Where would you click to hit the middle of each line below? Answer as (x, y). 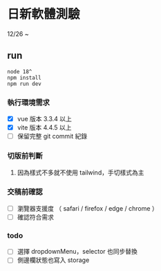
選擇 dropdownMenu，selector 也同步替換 (77, 252)
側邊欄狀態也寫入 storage (53, 260)
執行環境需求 (29, 103)
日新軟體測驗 (44, 14)
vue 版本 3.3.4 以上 (45, 119)
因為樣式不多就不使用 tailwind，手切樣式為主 (80, 172)
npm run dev (24, 84)
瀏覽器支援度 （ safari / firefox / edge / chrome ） (88, 208)
